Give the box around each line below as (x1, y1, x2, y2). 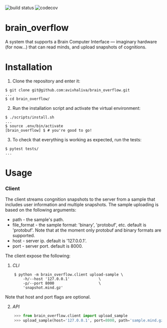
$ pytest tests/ (5, 146, 39, 151)
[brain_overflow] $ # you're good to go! (5, 128, 92, 133)
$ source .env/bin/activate (5, 123, 64, 128)
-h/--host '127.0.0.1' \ (23, 277, 101, 282)
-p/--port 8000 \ (23, 281, 101, 286)
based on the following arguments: (5, 207, 77, 213)
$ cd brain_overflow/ (5, 96, 50, 101)
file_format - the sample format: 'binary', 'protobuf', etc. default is (12, 222, 147, 228)
